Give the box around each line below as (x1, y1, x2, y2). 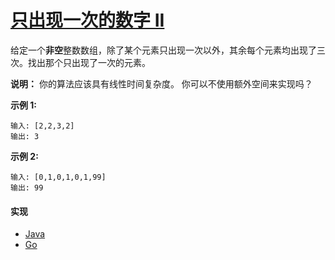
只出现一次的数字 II (10, 9, 165, 32)
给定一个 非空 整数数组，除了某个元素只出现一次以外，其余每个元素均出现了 (10, 44, 317, 56)
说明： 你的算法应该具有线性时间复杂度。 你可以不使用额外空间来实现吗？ (10, 77, 313, 90)
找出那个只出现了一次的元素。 (27, 56, 151, 68)
